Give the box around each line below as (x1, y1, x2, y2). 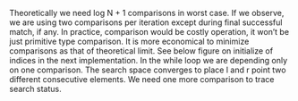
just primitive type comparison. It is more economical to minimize (9, 36, 250, 46)
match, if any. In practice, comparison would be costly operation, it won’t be (9, 27, 289, 37)
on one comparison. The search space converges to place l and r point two (9, 64, 286, 75)
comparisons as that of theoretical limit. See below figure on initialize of (9, 46, 274, 56)
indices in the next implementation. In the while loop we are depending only (9, 55, 288, 65)
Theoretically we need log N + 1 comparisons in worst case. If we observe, (9, 8, 285, 18)
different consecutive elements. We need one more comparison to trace (9, 74, 275, 84)
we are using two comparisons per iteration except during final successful (9, 17, 283, 28)
